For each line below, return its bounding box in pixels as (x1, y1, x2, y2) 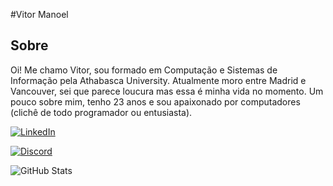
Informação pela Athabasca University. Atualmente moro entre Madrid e (10, 74, 307, 86)
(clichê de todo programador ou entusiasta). (10, 106, 193, 118)
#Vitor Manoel (10, 9, 69, 20)
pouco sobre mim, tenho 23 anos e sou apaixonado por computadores (10, 95, 301, 108)
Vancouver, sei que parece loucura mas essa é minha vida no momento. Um (10, 85, 324, 97)
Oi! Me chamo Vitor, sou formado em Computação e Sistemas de (10, 64, 278, 76)
